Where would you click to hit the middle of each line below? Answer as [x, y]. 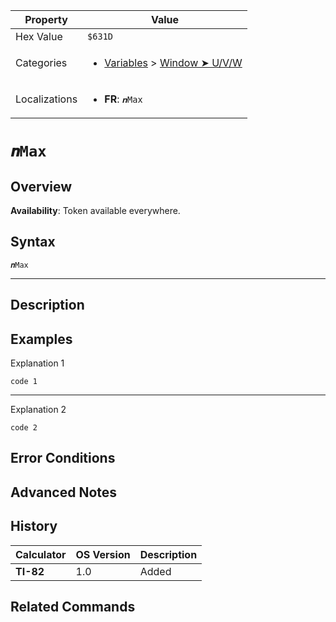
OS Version [103, 554]
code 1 [24, 382]
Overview [41, 186]
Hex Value [39, 36]
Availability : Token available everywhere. [95, 210]
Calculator [41, 554]
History [34, 526]
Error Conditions [63, 458]
